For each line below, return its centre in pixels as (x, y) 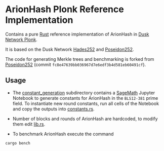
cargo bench (18, 143)
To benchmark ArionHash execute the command (63, 134)
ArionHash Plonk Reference (65, 9)
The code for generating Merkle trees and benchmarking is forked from (80, 59)
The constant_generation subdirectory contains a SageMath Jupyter (84, 93)
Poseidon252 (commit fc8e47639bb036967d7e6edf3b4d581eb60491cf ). (76, 64)
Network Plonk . (21, 40)
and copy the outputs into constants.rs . (53, 109)
